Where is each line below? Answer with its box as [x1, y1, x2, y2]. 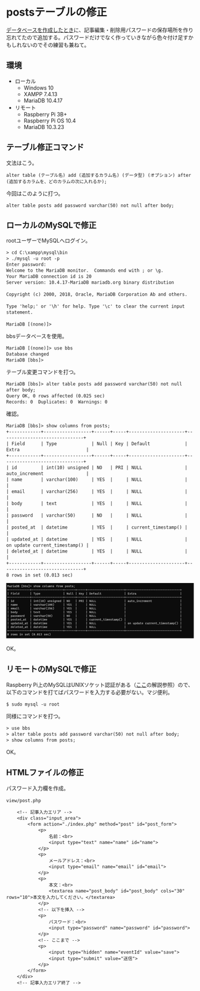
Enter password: [6, 262, 46, 268]
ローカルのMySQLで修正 [6, 220, 97, 230]
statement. [6, 309, 33, 315]
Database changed [6, 351, 49, 357]
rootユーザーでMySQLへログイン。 [6, 237, 91, 244]
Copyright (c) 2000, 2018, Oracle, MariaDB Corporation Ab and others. [6, 292, 187, 297]
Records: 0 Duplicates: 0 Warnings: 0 [6, 399, 108, 405]
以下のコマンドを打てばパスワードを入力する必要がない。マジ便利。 [6, 688, 173, 696]
